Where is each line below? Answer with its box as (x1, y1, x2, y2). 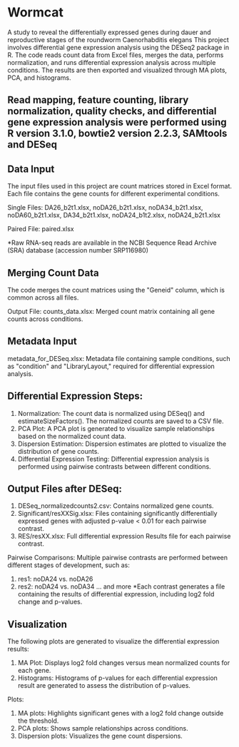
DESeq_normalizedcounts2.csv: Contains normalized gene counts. (17, 502, 214, 510)
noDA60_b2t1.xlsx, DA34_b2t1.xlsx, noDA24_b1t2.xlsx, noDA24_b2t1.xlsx (7, 211, 221, 220)
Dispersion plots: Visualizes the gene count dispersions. (17, 732, 183, 741)
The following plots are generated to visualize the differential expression (7, 637, 220, 646)
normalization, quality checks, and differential (7, 105, 217, 118)
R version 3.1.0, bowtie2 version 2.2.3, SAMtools (7, 128, 228, 140)
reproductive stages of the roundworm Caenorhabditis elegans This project (7, 35, 230, 44)
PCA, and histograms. (7, 73, 71, 82)
